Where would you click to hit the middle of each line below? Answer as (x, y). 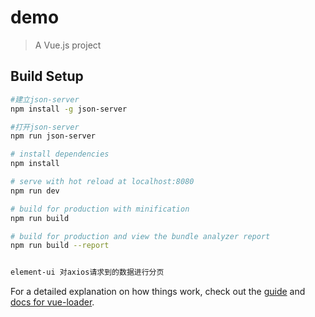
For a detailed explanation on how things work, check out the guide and (158, 292)
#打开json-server (45, 127)
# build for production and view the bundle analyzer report (140, 236)
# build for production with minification (100, 209)
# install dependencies (60, 154)
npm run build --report (60, 246)
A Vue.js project (68, 45)
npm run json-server (53, 136)
